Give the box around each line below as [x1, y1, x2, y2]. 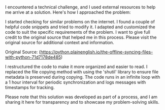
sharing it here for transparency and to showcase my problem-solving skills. [5, 99, 160, 105]
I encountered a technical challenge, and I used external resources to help [5, 4, 156, 10]
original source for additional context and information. [5, 40, 114, 45]
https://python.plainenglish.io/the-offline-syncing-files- [40, 49, 153, 55]
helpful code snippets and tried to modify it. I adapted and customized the [5, 24, 156, 30]
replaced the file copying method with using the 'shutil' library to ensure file [5, 69, 159, 75]
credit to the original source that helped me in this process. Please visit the [5, 34, 157, 40]
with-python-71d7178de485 [5, 54, 62, 60]
